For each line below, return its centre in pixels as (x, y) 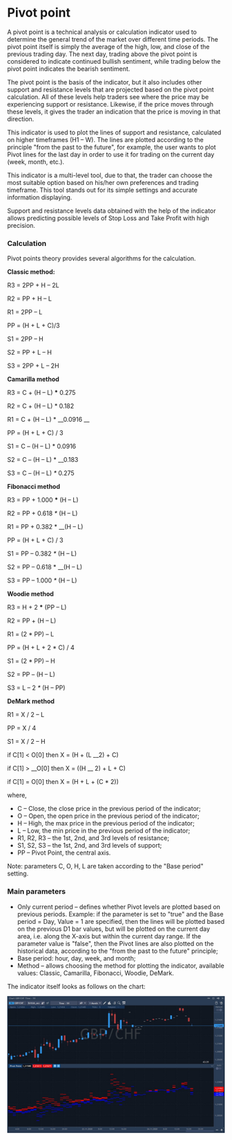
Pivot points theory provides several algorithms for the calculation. (101, 258)
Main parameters (37, 891)
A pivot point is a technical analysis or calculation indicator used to (102, 32)
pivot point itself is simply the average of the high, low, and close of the (108, 46)
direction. (21, 118)
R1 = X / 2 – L (26, 715)
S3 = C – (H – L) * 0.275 (41, 473)
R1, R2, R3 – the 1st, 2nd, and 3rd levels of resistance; (93, 838)
